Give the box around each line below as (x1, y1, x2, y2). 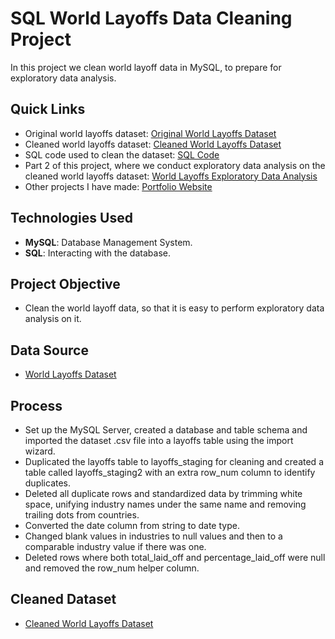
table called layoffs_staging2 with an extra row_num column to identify (24, 467, 316, 478)
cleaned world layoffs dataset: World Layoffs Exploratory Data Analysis (24, 170, 318, 182)
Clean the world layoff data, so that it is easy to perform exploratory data (24, 302, 325, 314)
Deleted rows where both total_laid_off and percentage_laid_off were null (24, 552, 326, 563)
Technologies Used (10, 210, 133, 227)
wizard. (24, 445, 56, 457)
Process (10, 397, 63, 414)
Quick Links (10, 101, 86, 118)
